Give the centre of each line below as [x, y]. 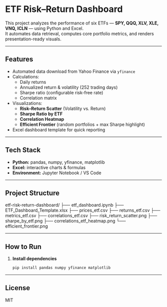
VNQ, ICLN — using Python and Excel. [44, 28]
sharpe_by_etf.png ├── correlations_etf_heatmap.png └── [65, 221]
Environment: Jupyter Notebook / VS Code [57, 173]
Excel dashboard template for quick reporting [59, 130]
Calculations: [26, 76]
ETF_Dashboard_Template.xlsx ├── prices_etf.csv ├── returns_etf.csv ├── [83, 210]
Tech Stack [23, 150]
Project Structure [32, 193]
